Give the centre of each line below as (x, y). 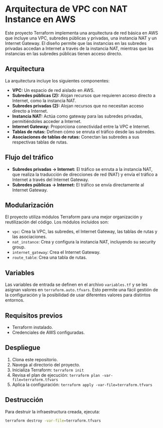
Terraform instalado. (33, 327)
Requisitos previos (34, 316)
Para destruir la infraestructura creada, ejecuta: (53, 411)
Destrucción (24, 400)
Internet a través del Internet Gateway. (50, 180)
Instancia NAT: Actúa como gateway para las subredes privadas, (77, 116)
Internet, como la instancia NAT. (44, 101)
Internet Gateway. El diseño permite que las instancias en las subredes (76, 43)
